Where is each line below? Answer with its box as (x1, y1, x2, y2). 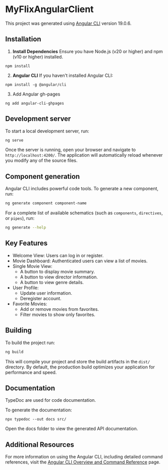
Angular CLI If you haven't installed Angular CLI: (12, 72, 114, 78)
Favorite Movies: (12, 301, 47, 307)
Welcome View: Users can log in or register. (12, 252, 104, 258)
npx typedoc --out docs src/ (5, 417, 67, 422)
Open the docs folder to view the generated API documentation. (5, 426, 138, 432)
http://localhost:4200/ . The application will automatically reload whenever (5, 152, 163, 158)
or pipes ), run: (5, 215, 35, 221)
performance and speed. (5, 369, 57, 375)
